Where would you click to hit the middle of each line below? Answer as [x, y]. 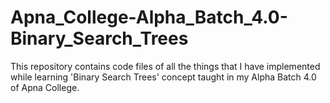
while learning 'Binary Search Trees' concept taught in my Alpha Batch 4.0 [163, 77]
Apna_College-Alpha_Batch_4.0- [149, 17]
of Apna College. [45, 87]
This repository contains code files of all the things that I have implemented [165, 66]
